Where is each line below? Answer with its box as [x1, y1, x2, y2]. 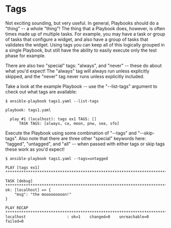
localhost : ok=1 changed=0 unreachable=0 [5, 214, 149, 219]
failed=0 [5, 218, 24, 224]
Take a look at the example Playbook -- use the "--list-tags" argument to [5, 83, 158, 89]
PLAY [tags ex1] [5, 165, 40, 170]
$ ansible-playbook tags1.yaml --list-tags [5, 98, 99, 104]
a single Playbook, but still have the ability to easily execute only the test [5, 47, 157, 53]
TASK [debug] [5, 178, 33, 184]
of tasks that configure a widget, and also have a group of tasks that [5, 36, 149, 42]
